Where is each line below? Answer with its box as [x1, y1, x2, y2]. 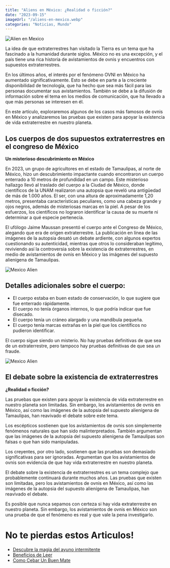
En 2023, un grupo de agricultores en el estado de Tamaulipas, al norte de [5, 166, 161, 172]
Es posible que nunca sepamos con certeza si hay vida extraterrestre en [5, 501, 157, 507]
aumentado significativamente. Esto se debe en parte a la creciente [5, 77, 147, 83]
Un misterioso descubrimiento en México [5, 156, 94, 162]
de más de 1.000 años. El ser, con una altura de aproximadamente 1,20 [5, 193, 154, 199]
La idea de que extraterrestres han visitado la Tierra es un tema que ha [5, 45, 154, 51]
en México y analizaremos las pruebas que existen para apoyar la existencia [5, 114, 165, 120]
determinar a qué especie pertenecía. [5, 215, 84, 221]
